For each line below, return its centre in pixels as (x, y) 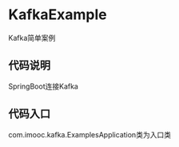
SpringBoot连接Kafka (43, 86)
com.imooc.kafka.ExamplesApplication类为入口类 (90, 134)
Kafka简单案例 (32, 38)
